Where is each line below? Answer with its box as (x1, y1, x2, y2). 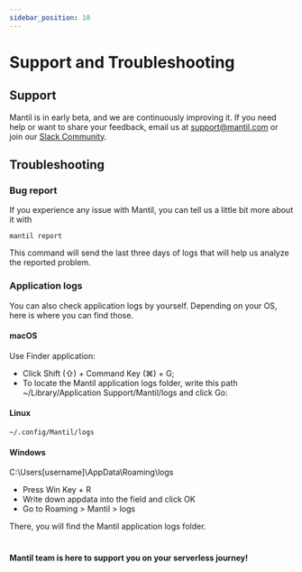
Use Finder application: (9, 350, 96, 361)
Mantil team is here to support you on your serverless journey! (9, 552, 249, 564)
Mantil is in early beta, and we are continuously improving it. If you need (9, 112, 277, 123)
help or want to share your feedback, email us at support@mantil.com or (9, 121, 279, 132)
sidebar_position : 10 (9, 13, 91, 23)
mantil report (9, 232, 63, 241)
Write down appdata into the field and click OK (22, 494, 196, 505)
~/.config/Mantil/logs (9, 428, 95, 438)
